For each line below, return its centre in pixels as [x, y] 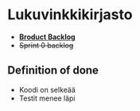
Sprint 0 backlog [46, 45]
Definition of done [53, 71]
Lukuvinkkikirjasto [70, 15]
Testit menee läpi [47, 98]
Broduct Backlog [47, 37]
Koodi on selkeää [47, 89]
